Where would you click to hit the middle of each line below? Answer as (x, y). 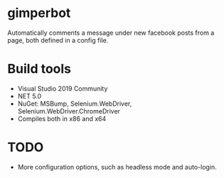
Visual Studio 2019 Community (63, 88)
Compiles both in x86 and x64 (62, 118)
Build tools (39, 69)
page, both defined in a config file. (58, 40)
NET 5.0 (30, 96)
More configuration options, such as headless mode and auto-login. (117, 167)
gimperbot (39, 13)
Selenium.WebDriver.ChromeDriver (69, 111)
